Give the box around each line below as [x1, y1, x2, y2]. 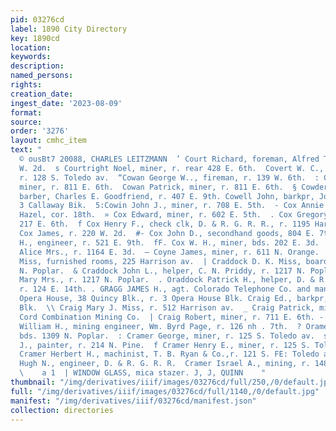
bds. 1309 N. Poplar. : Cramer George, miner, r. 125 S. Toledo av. [19, 331, 315, 341]
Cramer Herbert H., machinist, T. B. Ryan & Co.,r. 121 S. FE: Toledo [19, 349, 320, 360]
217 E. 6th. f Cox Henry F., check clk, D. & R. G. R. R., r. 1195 [19, 219, 311, 230]
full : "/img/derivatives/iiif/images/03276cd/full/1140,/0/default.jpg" [10, 386, 320, 396]
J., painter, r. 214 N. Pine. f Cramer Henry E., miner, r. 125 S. [19, 340, 311, 350]
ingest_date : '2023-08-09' [10, 98, 123, 108]
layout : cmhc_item [10, 136, 87, 146]
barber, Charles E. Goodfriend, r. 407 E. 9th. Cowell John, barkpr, [19, 191, 315, 201]
